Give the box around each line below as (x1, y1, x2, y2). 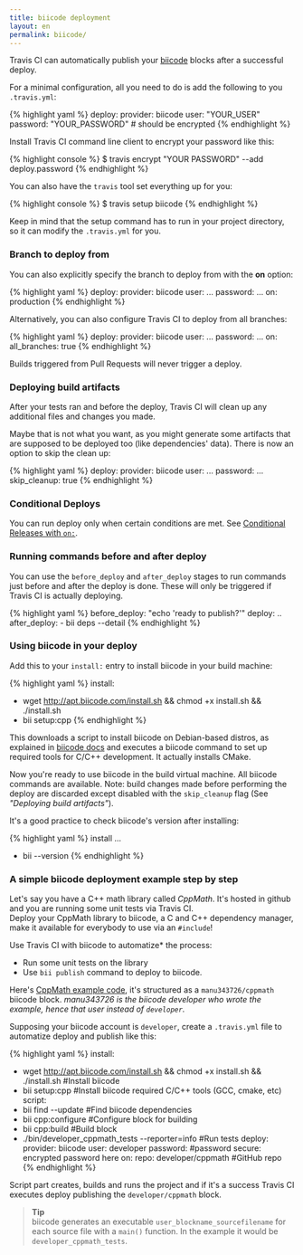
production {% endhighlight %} (9, 296, 126, 307)
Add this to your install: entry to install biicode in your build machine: (9, 660, 273, 670)
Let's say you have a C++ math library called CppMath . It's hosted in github (9, 893, 291, 905)
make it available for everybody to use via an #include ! (9, 922, 213, 933)
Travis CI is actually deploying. (9, 590, 124, 601)
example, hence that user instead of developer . (9, 1003, 185, 1014)
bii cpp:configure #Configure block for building (22, 1114, 198, 1125)
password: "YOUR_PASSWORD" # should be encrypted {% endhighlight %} (9, 119, 291, 129)
